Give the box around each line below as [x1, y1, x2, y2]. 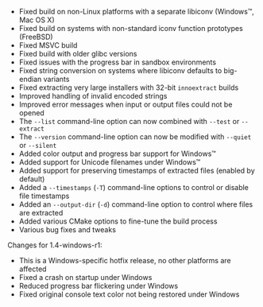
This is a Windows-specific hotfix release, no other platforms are [18, 256, 231, 265]
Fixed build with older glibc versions [18, 49, 137, 58]
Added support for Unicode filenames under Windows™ [18, 157, 201, 166]
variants [43, 75, 70, 84]
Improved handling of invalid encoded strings [18, 91, 168, 100]
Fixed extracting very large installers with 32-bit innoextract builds [18, 83, 239, 92]
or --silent [18, 141, 57, 150]
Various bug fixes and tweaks [18, 225, 117, 234]
